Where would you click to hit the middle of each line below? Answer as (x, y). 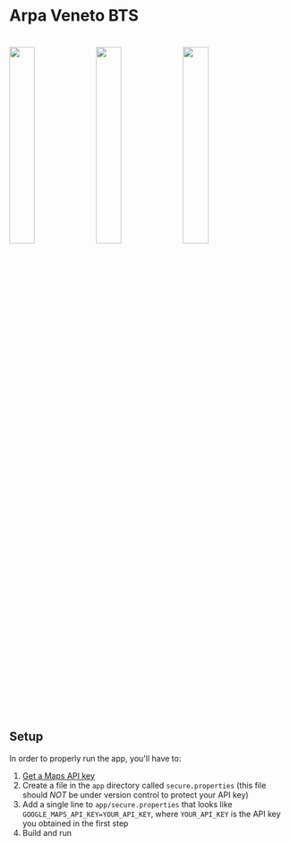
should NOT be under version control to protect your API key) (135, 795)
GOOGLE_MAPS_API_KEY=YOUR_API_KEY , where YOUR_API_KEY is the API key (151, 814)
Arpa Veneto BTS (74, 16)
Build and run (47, 832)
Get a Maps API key (59, 775)
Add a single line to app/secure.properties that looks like (127, 804)
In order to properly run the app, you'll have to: (95, 758)
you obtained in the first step (75, 823)
